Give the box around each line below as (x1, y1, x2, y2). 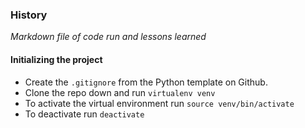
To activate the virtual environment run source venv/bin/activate (24, 97, 295, 109)
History (10, 8, 48, 22)
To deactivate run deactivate (24, 108, 145, 120)
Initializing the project (10, 53, 103, 65)
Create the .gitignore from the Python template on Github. (24, 76, 268, 88)
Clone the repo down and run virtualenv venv (24, 86, 216, 98)
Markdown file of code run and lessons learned (10, 31, 207, 43)
